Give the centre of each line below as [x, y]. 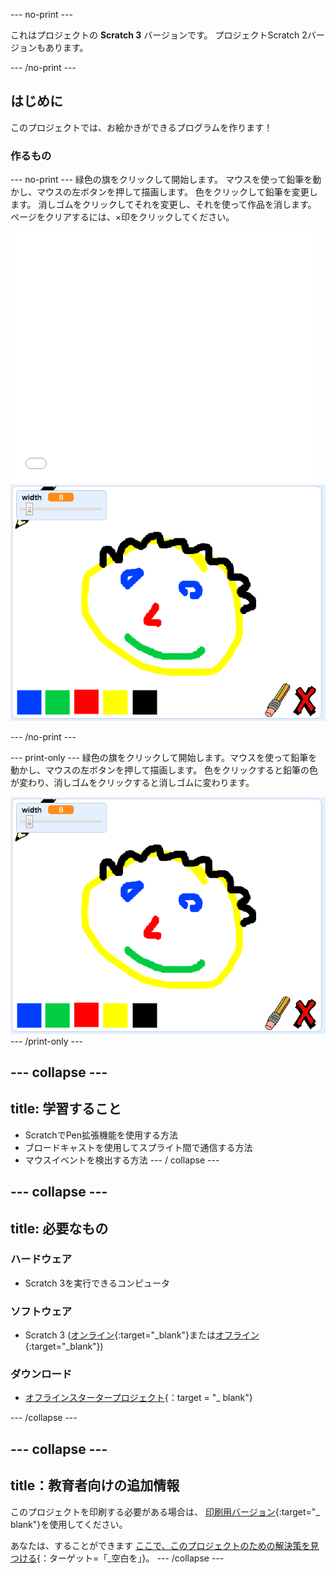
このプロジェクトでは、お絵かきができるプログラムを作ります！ [141, 127]
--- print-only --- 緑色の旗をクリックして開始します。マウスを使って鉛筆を [164, 758]
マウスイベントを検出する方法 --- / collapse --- [122, 1160]
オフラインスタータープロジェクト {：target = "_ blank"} [138, 1398]
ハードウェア [41, 1259]
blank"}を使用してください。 [69, 1524]
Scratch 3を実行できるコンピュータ [97, 1283]
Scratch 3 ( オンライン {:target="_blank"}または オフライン [142, 1335]
